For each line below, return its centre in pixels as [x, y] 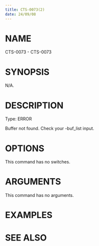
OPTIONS [25, 148]
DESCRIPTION [34, 105]
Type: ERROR [18, 119]
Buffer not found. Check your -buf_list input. [50, 129]
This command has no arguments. [39, 195]
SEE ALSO [26, 237]
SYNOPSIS [27, 72]
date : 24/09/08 [21, 14]
